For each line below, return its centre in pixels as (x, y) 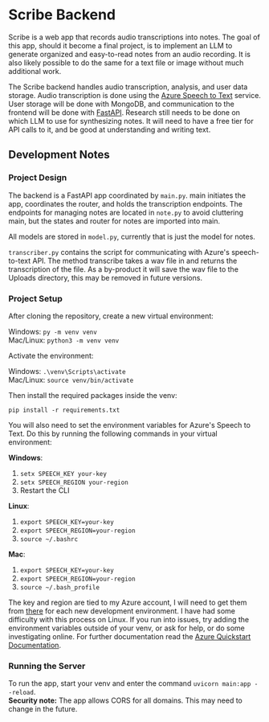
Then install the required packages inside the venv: (93, 395)
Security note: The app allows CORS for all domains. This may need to (126, 700)
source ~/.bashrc (49, 539)
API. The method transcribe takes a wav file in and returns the (135, 260)
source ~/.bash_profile (60, 587)
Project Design (38, 178)
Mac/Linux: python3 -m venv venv (64, 340)
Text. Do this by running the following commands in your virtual (113, 433)
